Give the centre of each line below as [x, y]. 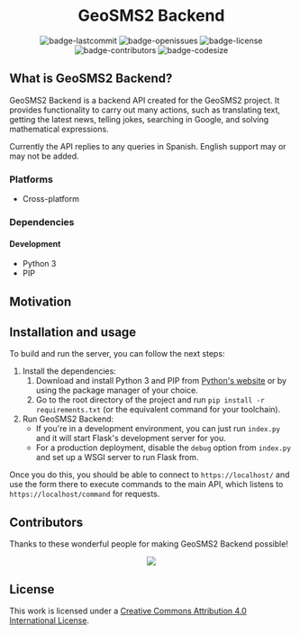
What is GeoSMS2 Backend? [91, 79]
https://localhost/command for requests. [85, 494]
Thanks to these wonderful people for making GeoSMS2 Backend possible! [149, 544]
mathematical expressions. [59, 129]
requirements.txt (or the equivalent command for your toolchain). [158, 410]
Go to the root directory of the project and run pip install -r [150, 400]
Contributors [46, 522]
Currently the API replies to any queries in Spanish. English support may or [148, 146]
